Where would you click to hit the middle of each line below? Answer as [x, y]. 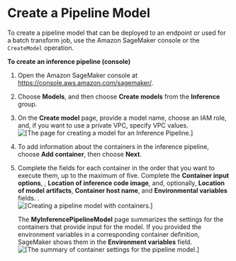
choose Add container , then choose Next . [79, 154]
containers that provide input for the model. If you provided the [109, 227]
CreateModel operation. [41, 48]
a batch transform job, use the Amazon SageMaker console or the [103, 40]
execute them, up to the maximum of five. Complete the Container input [123, 175]
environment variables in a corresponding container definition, [108, 234]
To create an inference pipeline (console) [69, 61]
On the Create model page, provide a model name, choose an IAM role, [122, 118]
